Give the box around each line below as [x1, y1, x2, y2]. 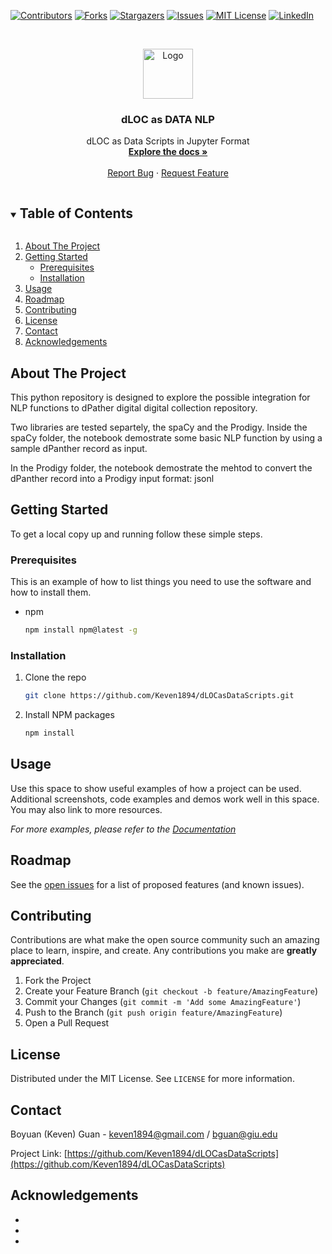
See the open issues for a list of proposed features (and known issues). [10, 878, 305, 890]
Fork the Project [24, 975, 92, 987]
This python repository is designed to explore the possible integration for [10, 391, 311, 403]
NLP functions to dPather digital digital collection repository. [10, 401, 258, 414]
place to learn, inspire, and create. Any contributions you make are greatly [10, 945, 318, 957]
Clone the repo [24, 671, 87, 684]
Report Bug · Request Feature [107, 167, 229, 179]
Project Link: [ [10, 1148, 68, 1160]
